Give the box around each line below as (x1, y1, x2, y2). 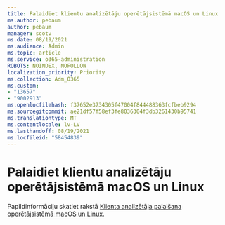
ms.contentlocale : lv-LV (7, 121, 80, 128)
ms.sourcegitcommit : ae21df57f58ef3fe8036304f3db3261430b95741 (7, 108, 197, 115)
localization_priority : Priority (7, 69, 105, 76)
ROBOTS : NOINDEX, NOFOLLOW (7, 62, 86, 69)
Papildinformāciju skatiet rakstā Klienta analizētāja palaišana (7, 203, 182, 211)
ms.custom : (7, 82, 39, 89)
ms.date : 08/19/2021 (7, 36, 68, 43)
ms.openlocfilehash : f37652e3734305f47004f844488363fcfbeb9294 (7, 102, 197, 109)
